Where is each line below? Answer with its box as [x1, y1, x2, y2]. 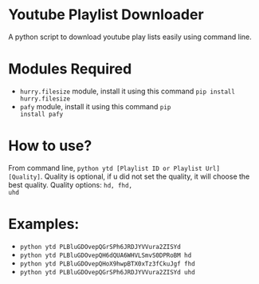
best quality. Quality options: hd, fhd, [8, 179, 133, 189]
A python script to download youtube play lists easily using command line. [8, 32, 253, 41]
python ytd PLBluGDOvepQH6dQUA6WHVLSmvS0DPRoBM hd [19, 251, 192, 259]
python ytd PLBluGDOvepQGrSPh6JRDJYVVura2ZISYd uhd [19, 268, 195, 276]
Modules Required [8, 60, 132, 78]
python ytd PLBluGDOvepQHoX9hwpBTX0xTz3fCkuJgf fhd [19, 259, 195, 268]
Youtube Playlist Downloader [8, 6, 205, 24]
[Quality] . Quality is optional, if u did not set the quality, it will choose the [8, 172, 250, 181]
